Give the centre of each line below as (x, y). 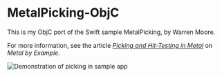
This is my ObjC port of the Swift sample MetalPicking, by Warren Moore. (111, 32)
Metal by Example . (34, 53)
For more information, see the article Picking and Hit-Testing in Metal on (110, 45)
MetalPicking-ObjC (63, 13)
